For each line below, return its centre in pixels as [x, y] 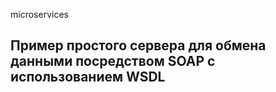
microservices [39, 14]
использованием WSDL [88, 77]
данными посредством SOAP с [113, 61]
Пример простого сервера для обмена [138, 45]
